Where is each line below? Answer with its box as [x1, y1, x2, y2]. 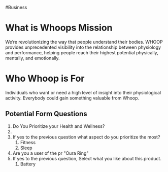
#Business [5, 5, 27, 10]
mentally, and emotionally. [5, 55, 60, 61]
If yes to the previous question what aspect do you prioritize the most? [12, 134, 160, 140]
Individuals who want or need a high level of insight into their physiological [5, 89, 161, 95]
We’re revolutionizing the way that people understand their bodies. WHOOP [5, 39, 163, 45]
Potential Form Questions [5, 110, 87, 118]
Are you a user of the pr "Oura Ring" [12, 150, 89, 156]
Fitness [20, 139, 36, 145]
